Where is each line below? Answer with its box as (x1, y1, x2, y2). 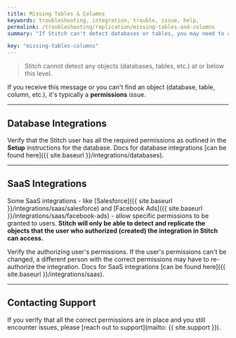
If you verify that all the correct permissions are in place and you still (7, 316, 206, 324)
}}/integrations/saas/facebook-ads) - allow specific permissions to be (7, 212, 209, 220)
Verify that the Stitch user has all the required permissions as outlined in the (7, 136, 227, 144)
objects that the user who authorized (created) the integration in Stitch (7, 226, 218, 235)
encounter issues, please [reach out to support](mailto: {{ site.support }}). (7, 323, 221, 331)
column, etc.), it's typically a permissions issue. (7, 91, 146, 99)
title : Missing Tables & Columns (7, 10, 105, 18)
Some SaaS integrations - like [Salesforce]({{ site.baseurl (7, 196, 173, 204)
